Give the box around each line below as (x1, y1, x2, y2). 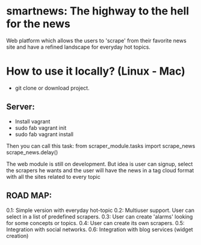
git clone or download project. (14, 84, 90, 91)
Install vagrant (14, 117, 51, 125)
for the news (6, 17, 71, 31)
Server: (6, 102, 35, 112)
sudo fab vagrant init (14, 124, 67, 131)
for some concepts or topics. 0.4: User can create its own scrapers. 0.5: (6, 219, 185, 226)
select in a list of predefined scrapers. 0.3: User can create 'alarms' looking (6, 212, 193, 220)
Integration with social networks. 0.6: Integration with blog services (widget (6, 226, 194, 233)
